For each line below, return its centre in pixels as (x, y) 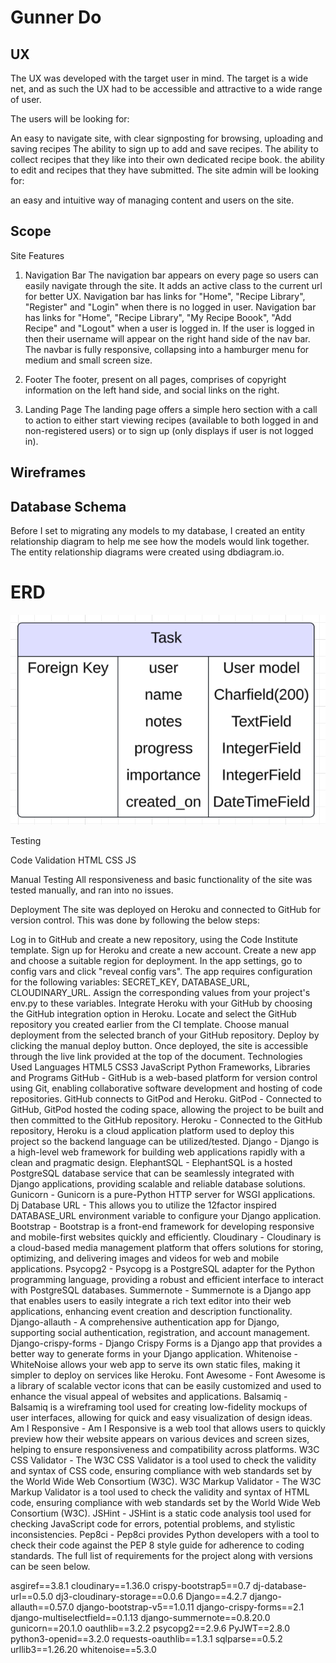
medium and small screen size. (88, 360)
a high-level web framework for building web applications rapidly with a (158, 1152)
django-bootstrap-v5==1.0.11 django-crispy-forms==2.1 (190, 1607)
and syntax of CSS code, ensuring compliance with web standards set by (161, 1470)
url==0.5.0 (32, 1596)
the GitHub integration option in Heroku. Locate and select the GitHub (153, 1013)
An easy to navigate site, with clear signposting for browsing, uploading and (166, 138)
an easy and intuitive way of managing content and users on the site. (152, 200)
